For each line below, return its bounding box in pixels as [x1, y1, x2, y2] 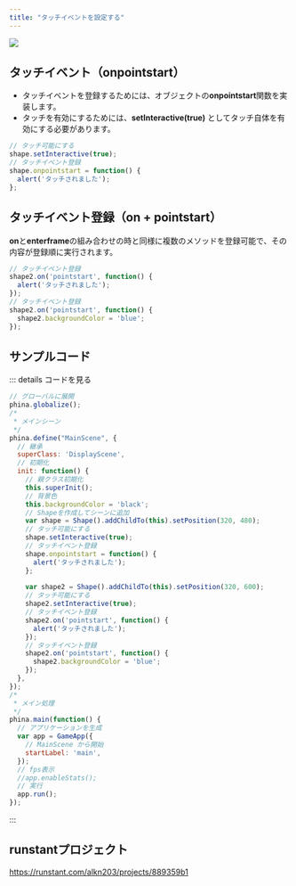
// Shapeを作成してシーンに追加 [25, 508, 130, 517]
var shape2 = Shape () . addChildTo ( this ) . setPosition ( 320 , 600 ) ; [25, 583, 265, 592]
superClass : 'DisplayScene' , [17, 450, 125, 459]
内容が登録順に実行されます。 [9, 246, 118, 257]
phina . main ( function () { [9, 715, 101, 725]
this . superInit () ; [25, 483, 93, 492]
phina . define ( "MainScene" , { [9, 433, 117, 442]
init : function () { [17, 467, 90, 476]
